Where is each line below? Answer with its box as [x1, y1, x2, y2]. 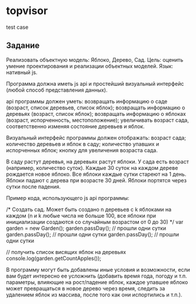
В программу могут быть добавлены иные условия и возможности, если [6, 266, 190, 273]
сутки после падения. [6, 183, 61, 190]
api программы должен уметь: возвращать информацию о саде [6, 98, 168, 105]
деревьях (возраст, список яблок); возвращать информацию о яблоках [6, 110, 187, 117]
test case [6, 24, 29, 31]
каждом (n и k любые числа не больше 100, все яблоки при [6, 212, 157, 219]
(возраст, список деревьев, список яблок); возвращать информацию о [6, 104, 185, 111]
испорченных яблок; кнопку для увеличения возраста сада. [6, 146, 158, 153]
